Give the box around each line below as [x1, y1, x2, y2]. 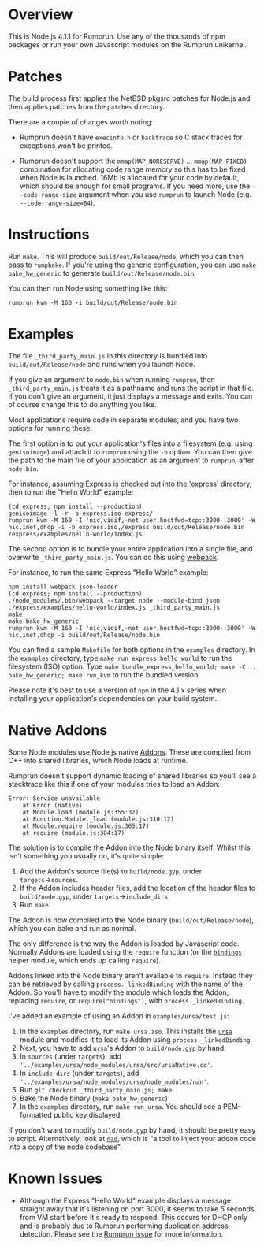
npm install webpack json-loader [8, 583, 118, 591]
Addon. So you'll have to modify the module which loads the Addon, [8, 987, 229, 997]
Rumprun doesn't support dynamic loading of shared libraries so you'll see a [8, 770, 257, 781]
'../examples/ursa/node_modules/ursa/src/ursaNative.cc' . [19, 1059, 213, 1069]
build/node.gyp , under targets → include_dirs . [19, 892, 170, 901]
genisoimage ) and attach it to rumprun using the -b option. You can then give [8, 447, 253, 456]
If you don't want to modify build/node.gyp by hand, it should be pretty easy [8, 1125, 256, 1135]
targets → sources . [19, 874, 79, 884]
